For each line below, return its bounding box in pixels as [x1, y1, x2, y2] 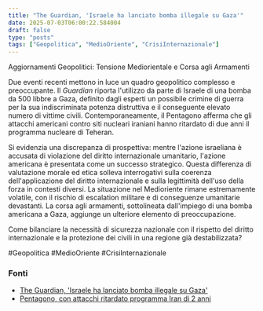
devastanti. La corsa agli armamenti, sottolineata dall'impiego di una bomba [8, 201, 253, 210]
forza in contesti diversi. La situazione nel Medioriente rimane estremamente [8, 185, 256, 194]
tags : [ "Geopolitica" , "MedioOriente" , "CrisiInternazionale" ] [8, 41, 220, 49]
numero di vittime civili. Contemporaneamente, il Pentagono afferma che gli [8, 111, 253, 120]
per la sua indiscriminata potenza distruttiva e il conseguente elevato [8, 103, 231, 112]
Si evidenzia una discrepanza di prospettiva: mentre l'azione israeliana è [8, 143, 242, 152]
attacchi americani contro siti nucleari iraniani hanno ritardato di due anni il [8, 119, 250, 129]
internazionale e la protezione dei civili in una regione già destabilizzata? [8, 233, 243, 243]
